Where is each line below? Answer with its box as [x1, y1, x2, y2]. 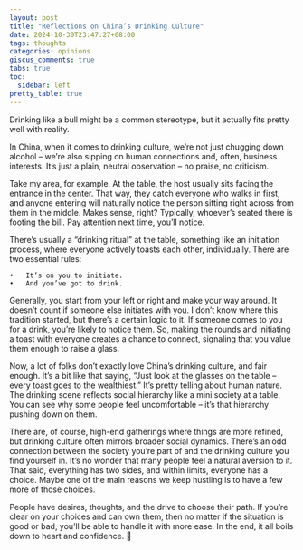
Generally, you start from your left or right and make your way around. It [9, 294, 278, 305]
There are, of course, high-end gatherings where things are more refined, [9, 426, 284, 437]
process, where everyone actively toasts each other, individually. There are [9, 244, 289, 255]
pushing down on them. [9, 409, 98, 420]
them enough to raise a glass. [9, 343, 120, 353]
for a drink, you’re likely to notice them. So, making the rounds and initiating [9, 323, 291, 334]
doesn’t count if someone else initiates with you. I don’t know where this [9, 304, 279, 315]
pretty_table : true [9, 89, 83, 98]
